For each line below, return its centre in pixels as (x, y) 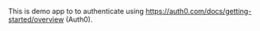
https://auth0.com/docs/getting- (199, 11)
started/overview (36, 19)
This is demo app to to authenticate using (76, 11)
